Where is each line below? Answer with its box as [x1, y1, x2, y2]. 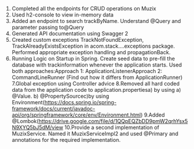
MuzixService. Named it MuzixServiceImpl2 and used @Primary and [11, 130, 179, 137]
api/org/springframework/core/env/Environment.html [11, 111, 141, 118]
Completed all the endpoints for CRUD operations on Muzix [11, 5, 157, 12]
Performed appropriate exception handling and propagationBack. [11, 49, 171, 55]
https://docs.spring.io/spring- [44, 99, 117, 105]
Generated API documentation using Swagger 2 [11, 30, 128, 37]
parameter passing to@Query [11, 24, 85, 31]
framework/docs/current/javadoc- [11, 105, 96, 112]
